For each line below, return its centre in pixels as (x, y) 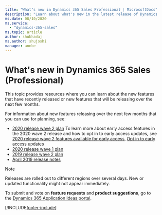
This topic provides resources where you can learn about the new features (80, 94)
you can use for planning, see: (35, 119)
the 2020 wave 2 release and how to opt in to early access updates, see (84, 133)
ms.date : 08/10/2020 (26, 19)
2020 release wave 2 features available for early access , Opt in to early (84, 138)
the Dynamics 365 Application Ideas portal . (48, 198)
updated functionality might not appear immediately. (57, 183)
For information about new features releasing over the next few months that (81, 114)
